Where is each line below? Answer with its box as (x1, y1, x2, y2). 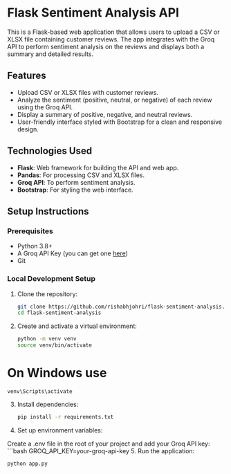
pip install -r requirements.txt (17, 413, 114, 420)
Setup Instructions (7, 206, 89, 217)
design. (17, 125, 39, 133)
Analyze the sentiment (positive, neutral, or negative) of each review (17, 95, 212, 104)
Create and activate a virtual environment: (17, 322, 137, 330)
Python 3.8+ (17, 242, 53, 250)
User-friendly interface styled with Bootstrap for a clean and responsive (17, 118, 223, 126)
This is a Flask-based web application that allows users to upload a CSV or (7, 28, 220, 36)
